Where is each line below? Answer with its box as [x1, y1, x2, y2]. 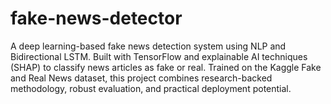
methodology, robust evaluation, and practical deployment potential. [10, 82, 292, 94]
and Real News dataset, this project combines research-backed [10, 72, 273, 84]
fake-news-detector [10, 7, 183, 30]
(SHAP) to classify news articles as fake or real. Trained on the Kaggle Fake [10, 61, 322, 73]
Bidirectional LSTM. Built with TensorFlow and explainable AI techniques [10, 50, 308, 62]
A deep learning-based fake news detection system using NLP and [10, 40, 287, 52]
